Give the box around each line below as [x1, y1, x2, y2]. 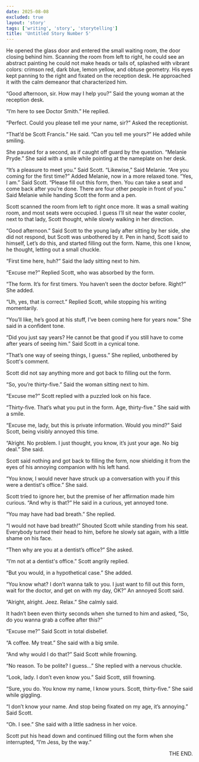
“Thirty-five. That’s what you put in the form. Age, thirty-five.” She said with [6, 404, 191, 411]
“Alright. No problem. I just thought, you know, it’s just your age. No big [6, 439, 179, 447]
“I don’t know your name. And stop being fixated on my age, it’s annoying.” [6, 703, 188, 710]
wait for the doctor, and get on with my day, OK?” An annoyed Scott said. [6, 587, 184, 594]
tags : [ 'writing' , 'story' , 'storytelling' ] [6, 25, 118, 31]
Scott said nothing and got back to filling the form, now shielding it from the [6, 457, 191, 464]
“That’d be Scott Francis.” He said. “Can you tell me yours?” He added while [6, 131, 191, 138]
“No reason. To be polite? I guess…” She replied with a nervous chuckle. [6, 662, 182, 669]
